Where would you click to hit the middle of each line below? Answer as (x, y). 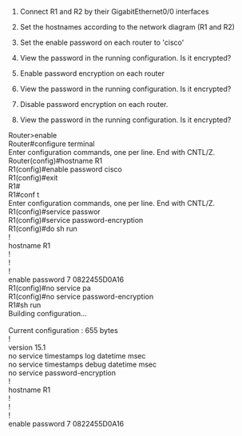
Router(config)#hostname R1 (55, 161)
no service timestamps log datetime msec (77, 356)
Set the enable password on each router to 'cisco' (102, 42)
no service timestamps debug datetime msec (83, 364)
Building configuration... (48, 313)
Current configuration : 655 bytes (63, 330)
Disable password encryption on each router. (94, 104)
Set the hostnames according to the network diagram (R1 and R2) (127, 27)
